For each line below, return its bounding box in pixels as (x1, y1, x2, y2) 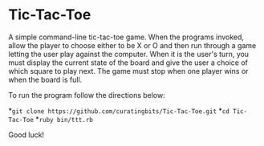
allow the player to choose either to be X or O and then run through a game (8, 40, 257, 50)
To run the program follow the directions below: (8, 90, 166, 99)
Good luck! (8, 130, 45, 140)
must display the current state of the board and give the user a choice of (8, 58, 249, 67)
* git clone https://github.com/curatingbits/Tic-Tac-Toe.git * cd (8, 106, 230, 116)
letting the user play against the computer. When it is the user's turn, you (8, 49, 250, 59)
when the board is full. (8, 75, 83, 84)
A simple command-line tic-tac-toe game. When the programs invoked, (8, 32, 245, 42)
